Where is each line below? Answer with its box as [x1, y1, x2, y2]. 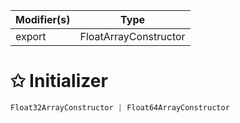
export [15, 30, 47, 43]
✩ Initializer [10, 70, 108, 93]
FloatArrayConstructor [79, 30, 186, 43]
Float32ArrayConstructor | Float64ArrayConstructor [10, 102, 230, 113]
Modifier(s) [15, 13, 71, 26]
